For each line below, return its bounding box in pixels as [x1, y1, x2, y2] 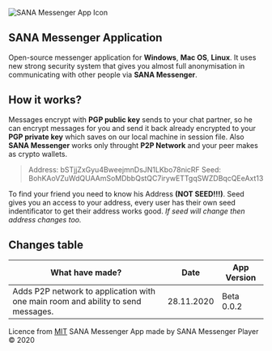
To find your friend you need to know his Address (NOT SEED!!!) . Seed [8, 188, 244, 198]
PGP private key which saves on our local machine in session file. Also [8, 132, 244, 142]
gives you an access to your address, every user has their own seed [8, 197, 236, 207]
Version [225, 272, 257, 283]
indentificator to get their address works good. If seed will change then [8, 206, 245, 216]
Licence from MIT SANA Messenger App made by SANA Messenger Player [8, 327, 259, 336]
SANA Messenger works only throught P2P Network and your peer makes [8, 140, 259, 150]
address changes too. [8, 214, 82, 224]
